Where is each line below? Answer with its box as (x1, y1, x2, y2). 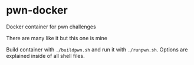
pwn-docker (6, 4, 68, 17)
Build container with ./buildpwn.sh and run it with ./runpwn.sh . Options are (6, 45, 188, 53)
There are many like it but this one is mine (6, 34, 108, 41)
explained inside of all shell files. (6, 52, 85, 59)
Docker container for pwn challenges (6, 23, 96, 30)
